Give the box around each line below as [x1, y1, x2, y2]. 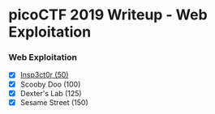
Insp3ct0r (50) [19, 70, 69, 80]
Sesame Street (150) [19, 97, 89, 107]
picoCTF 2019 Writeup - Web [8, 6, 209, 24]
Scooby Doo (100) [19, 79, 81, 89]
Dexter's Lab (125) [19, 88, 83, 98]
